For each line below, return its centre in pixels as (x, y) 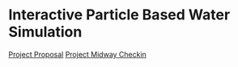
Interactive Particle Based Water (119, 15)
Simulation (45, 32)
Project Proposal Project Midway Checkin (78, 54)
